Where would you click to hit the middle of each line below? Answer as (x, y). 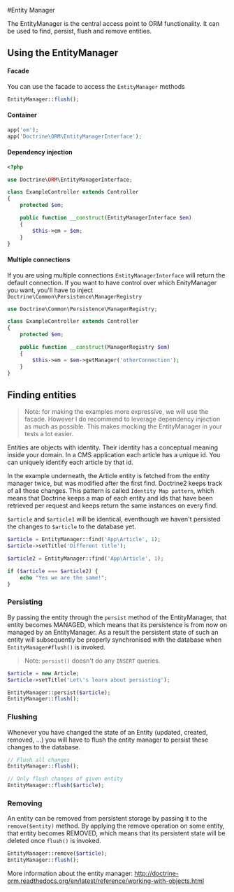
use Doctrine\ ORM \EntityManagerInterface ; (70, 180)
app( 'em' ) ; (23, 130)
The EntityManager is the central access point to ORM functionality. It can (114, 23)
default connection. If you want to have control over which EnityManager (112, 282)
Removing (25, 803)
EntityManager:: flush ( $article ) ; (56, 786)
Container (22, 115)
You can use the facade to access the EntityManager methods (96, 86)
